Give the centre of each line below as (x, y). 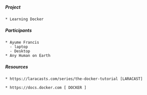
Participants (18, 30)
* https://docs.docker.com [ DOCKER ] (46, 87)
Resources (17, 67)
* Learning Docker (24, 19)
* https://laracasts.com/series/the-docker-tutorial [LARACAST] (74, 79)
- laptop (19, 47)
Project (13, 7)
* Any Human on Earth (28, 55)
